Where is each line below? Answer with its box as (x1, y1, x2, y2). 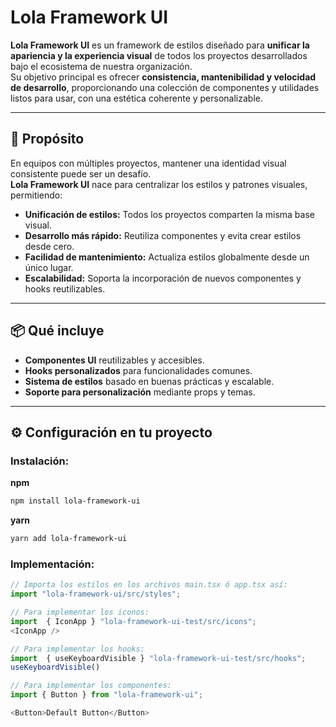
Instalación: (10, 454, 70, 468)
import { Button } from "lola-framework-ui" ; (10, 690, 203, 700)
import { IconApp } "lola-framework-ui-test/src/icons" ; (10, 616, 257, 626)
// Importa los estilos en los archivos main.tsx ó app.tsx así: (10, 580, 288, 590)
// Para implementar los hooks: (10, 644, 145, 654)
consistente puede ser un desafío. (10, 167, 152, 180)
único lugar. (24, 261, 74, 273)
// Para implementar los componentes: (10, 681, 172, 691)
